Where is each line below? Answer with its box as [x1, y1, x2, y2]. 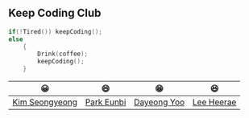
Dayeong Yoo [134, 96, 185, 108]
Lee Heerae [192, 96, 237, 108]
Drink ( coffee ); [37, 50, 89, 59]
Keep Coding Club [8, 6, 102, 20]
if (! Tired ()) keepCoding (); [8, 27, 103, 35]
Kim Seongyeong [12, 96, 78, 108]
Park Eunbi [85, 96, 127, 108]
